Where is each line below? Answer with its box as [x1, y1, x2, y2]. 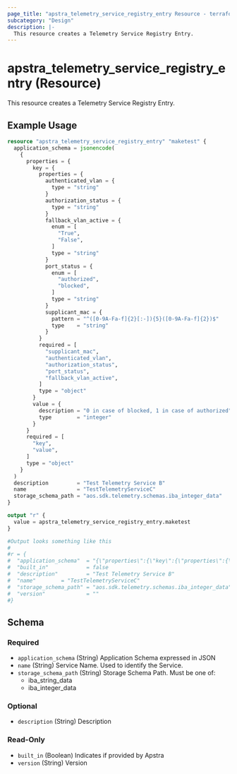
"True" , [57, 230, 80, 237]
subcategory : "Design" [7, 17, 74, 24]
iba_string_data [28, 676, 73, 685]
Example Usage [7, 119, 78, 131]
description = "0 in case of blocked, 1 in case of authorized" [38, 407, 232, 414]
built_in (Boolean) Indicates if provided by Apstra [17, 751, 164, 759]
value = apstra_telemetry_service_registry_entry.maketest [13, 518, 191, 525]
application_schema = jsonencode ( [13, 144, 115, 152]
